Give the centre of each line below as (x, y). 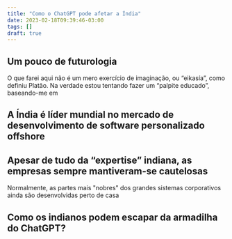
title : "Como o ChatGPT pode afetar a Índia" (74, 14)
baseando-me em (33, 93)
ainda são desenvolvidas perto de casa (63, 195)
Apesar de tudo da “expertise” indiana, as (100, 160)
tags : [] (20, 26)
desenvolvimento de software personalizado (106, 126)
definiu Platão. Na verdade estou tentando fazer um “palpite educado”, (108, 86)
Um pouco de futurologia (62, 61)
